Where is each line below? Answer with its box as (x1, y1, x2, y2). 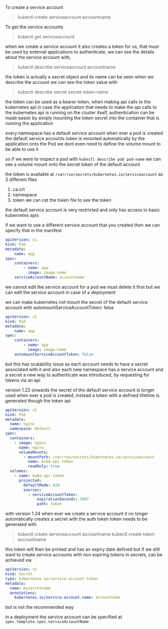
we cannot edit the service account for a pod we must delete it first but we (5, 284, 160, 290)
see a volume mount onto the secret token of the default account (5, 161, 140, 167)
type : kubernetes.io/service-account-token (5, 576, 98, 581)
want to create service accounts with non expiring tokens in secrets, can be (5, 552, 163, 558)
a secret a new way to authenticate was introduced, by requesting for (5, 372, 150, 378)
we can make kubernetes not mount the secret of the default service (5, 299, 148, 305)
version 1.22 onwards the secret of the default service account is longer (5, 387, 155, 393)
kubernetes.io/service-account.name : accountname (14, 595, 121, 600)
